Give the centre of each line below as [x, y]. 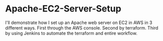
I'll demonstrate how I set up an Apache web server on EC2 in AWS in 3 [79, 22]
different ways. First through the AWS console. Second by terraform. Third [82, 27]
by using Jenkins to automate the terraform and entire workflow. [71, 33]
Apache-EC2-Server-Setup [63, 9]
